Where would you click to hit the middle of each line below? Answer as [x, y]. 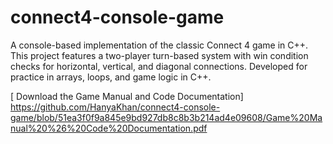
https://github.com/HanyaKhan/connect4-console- [115, 107]
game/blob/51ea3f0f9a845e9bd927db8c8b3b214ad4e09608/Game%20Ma [166, 117]
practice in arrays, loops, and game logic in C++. [111, 77]
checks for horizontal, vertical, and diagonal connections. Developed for [159, 66]
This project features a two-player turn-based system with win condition [159, 55]
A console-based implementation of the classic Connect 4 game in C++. [159, 45]
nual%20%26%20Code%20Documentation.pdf [109, 128]
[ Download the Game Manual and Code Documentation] [127, 96]
